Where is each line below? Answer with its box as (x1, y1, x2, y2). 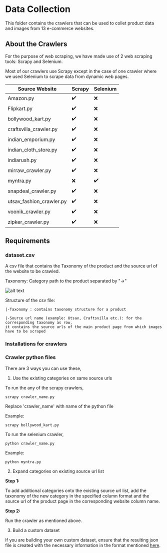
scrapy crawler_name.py (5, 394, 55, 399)
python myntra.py (5, 459, 41, 464)
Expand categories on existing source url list (12, 468, 104, 474)
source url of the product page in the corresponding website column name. (5, 498, 160, 504)
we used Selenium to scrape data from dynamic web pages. (5, 73, 129, 79)
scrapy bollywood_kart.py (5, 422, 59, 427)
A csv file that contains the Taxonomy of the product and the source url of (5, 263, 157, 269)
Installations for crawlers (5, 340, 67, 347)
